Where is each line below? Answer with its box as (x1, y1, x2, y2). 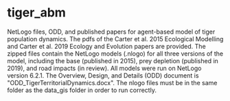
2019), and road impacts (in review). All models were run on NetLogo (7, 64, 202, 72)
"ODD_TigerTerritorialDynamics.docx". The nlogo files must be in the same (7, 78, 218, 87)
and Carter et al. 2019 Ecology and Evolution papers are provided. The (7, 42, 206, 50)
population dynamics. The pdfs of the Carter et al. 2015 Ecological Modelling (7, 34, 224, 43)
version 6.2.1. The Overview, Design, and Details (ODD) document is (7, 71, 199, 80)
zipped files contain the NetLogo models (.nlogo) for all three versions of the (7, 49, 224, 58)
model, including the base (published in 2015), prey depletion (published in (7, 56, 218, 65)
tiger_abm (7, 5, 67, 21)
